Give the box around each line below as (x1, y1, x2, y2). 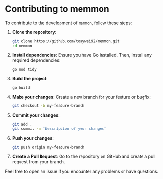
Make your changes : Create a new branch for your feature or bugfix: (12, 94, 151, 100)
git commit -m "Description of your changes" (12, 127, 106, 131)
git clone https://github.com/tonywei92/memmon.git (12, 38, 120, 44)
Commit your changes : (12, 112, 60, 118)
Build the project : (12, 76, 48, 81)
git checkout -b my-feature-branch (12, 103, 85, 108)
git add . (12, 122, 33, 127)
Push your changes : (12, 135, 54, 141)
